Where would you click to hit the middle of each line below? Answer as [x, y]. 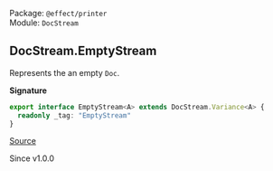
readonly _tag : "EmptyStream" [74, 115]
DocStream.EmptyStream [83, 51]
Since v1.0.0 [32, 158]
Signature [28, 90]
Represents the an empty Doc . [65, 72]
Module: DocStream [44, 23]
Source [23, 141]
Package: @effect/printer [58, 13]
